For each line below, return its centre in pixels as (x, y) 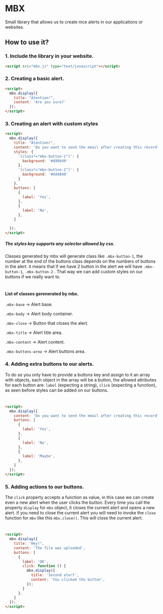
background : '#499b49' (45, 161)
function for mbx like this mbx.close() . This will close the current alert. (74, 518)
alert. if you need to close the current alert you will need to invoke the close (81, 513)
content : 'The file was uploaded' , (50, 548)
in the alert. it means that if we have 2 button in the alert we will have (74, 266)
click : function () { (44, 566)
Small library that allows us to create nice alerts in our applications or (74, 22)
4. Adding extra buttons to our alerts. (49, 364)
